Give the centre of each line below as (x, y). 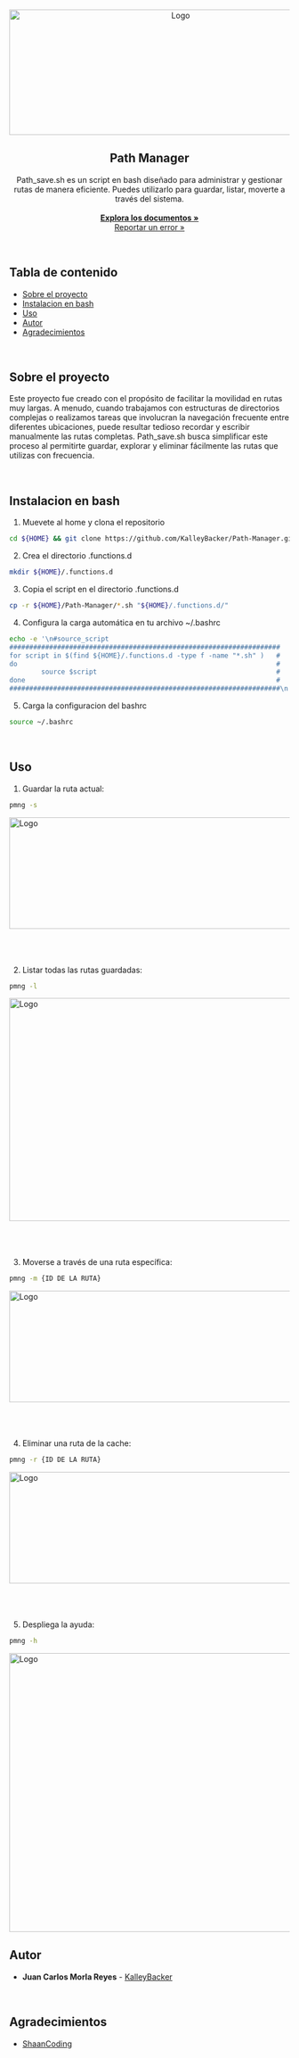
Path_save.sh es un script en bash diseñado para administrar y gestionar (149, 179)
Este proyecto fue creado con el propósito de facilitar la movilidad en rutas (146, 399)
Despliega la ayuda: (58, 1624)
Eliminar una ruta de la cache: (77, 1443)
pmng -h (24, 1641)
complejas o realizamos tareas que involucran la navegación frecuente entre (149, 417)
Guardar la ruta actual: (63, 789)
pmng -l (24, 986)
